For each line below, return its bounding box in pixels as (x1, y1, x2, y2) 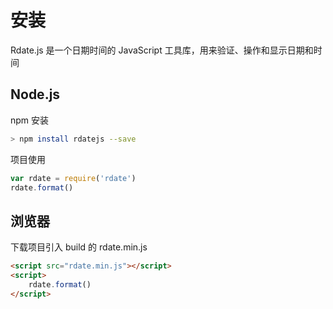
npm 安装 (10, 114, 50, 126)
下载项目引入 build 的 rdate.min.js (10, 241, 148, 253)
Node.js (10, 86, 61, 103)
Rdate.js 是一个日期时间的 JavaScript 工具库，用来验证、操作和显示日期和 (10, 44, 314, 56)
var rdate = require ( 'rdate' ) (10, 173, 137, 183)
